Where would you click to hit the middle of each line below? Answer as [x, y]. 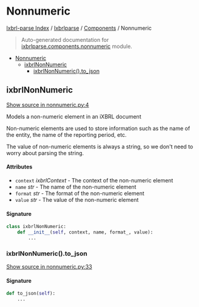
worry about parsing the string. [45, 153]
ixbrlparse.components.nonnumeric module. [76, 46]
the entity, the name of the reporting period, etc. [66, 134]
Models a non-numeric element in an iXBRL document [74, 116]
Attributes [19, 167]
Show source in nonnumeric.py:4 [48, 105]
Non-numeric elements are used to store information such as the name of [98, 128]
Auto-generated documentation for [65, 40]
